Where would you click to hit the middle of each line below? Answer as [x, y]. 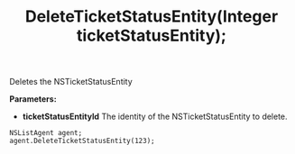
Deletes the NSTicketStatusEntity [71, 82]
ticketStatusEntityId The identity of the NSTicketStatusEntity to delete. [155, 117]
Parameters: [33, 99]
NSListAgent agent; [46, 133]
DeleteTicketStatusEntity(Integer [152, 17]
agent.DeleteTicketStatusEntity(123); [82, 141]
